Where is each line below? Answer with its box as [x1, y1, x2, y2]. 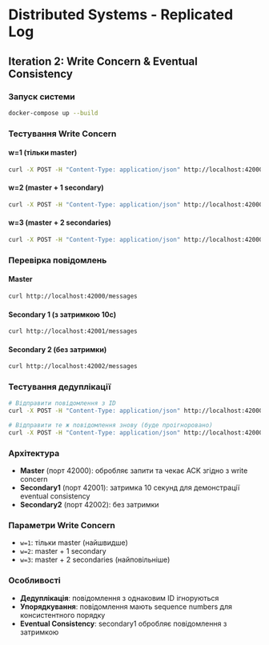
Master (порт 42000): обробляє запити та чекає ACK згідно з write [19, 466, 248, 475]
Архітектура [8, 447, 60, 459]
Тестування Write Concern [8, 128, 117, 139]
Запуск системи [8, 90, 75, 102]
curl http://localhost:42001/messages [8, 327, 138, 335]
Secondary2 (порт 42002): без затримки [19, 500, 159, 510]
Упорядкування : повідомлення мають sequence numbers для [19, 602, 232, 611]
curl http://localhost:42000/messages [8, 292, 138, 301]
